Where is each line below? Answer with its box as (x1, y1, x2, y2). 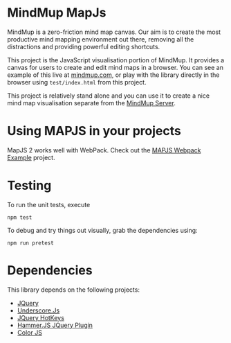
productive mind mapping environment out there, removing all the (7, 35, 194, 43)
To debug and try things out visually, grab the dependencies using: (7, 226, 198, 234)
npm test (7, 213, 33, 221)
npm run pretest (7, 239, 54, 247)
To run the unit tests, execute (7, 200, 91, 209)
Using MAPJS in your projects (7, 123, 181, 139)
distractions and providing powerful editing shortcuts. (7, 42, 160, 51)
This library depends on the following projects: (7, 285, 140, 294)
